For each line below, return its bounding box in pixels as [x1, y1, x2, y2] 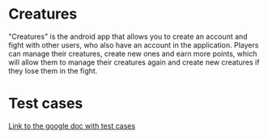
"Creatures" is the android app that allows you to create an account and [8, 32, 249, 41]
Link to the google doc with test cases [8, 120, 136, 130]
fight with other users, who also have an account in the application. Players [8, 40, 259, 49]
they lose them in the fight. [8, 65, 98, 75]
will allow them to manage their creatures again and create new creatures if [8, 57, 260, 67]
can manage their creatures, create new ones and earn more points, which [8, 48, 257, 58]
